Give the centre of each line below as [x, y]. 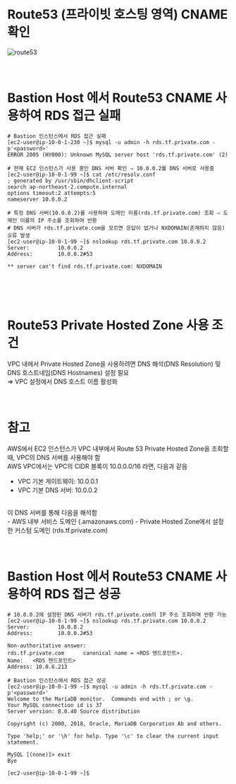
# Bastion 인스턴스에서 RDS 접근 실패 [57, 136]
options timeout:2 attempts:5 [52, 193]
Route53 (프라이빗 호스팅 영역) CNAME [118, 14]
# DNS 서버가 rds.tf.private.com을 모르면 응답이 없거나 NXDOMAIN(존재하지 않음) [116, 228]
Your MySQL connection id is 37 [55, 705]
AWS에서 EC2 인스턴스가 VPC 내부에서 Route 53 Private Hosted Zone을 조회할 [118, 449]
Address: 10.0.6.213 [38, 667]
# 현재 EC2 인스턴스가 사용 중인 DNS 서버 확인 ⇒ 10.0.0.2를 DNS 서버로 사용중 [111, 168]
